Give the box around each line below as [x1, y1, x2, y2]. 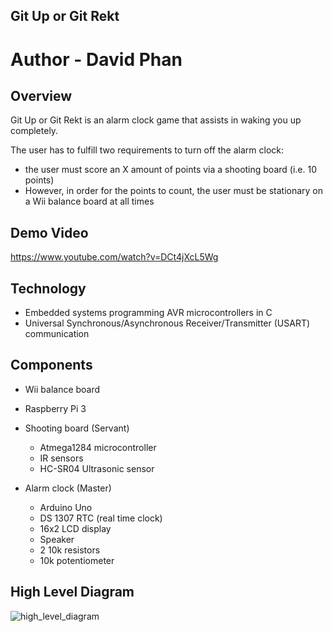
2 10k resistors [39, 544, 101, 556]
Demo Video [10, 224, 89, 241]
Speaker [39, 533, 75, 545]
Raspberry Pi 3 [24, 402, 87, 414]
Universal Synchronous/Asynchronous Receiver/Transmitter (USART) [24, 317, 311, 329]
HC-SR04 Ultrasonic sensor [39, 462, 155, 474]
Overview [10, 87, 73, 104]
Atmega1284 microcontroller [39, 441, 157, 453]
